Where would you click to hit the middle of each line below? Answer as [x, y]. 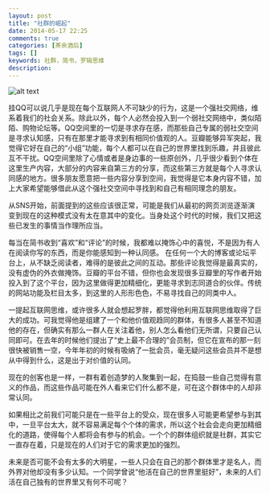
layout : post [30, 16]
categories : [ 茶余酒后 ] [45, 46]
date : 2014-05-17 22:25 [48, 31]
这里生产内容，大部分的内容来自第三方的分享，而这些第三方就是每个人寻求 [131, 168]
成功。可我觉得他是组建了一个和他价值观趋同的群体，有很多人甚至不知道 [142, 319]
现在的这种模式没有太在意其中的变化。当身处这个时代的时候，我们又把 [138, 215]
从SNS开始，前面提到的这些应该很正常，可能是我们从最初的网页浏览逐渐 [128, 205]
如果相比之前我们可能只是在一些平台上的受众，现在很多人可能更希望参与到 [131, 414]
